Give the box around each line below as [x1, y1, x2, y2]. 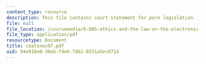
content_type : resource [6, 9, 67, 15]
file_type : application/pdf [6, 32, 78, 38]
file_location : [6, 26, 45, 32]
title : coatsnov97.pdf [6, 43, 64, 49]
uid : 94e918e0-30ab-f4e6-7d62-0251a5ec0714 [6, 49, 120, 55]
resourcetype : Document [6, 37, 67, 43]
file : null [6, 20, 34, 26]
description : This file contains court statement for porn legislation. [6, 15, 196, 21]
